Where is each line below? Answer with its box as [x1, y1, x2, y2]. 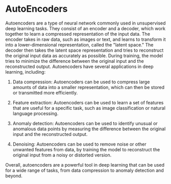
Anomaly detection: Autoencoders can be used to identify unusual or [12, 120, 158, 126]
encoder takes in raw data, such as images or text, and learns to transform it [5, 36, 166, 42]
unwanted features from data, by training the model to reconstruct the [12, 146, 160, 152]
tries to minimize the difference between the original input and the [5, 58, 144, 64]
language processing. [12, 110, 59, 117]
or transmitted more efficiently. [12, 89, 78, 96]
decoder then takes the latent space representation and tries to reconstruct [5, 47, 164, 53]
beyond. [5, 172, 23, 179]
